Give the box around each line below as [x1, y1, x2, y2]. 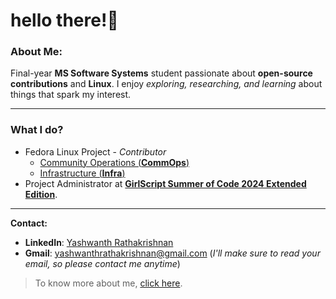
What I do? [10, 123, 64, 137]
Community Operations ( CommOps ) [39, 156, 190, 168]
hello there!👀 [10, 9, 119, 32]
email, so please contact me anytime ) [24, 257, 181, 269]
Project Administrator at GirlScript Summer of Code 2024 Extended [24, 177, 307, 189]
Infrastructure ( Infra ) [39, 167, 126, 179]
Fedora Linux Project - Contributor [24, 145, 167, 158]
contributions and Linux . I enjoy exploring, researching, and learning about [10, 78, 323, 90]
